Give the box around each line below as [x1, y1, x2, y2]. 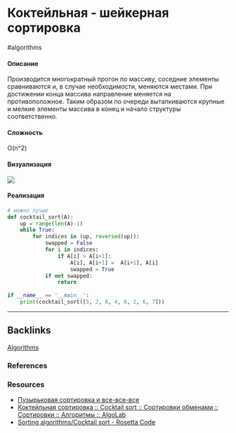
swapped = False [44, 240, 93, 247]
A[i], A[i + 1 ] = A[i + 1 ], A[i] [70, 259, 159, 266]
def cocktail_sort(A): [7, 213, 74, 221]
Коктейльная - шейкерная [7, 5, 169, 21]
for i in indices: [44, 246, 99, 253]
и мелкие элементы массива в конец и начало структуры [7, 105, 181, 113]
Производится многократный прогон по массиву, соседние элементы [7, 75, 219, 84]
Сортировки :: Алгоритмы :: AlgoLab [17, 410, 126, 419]
